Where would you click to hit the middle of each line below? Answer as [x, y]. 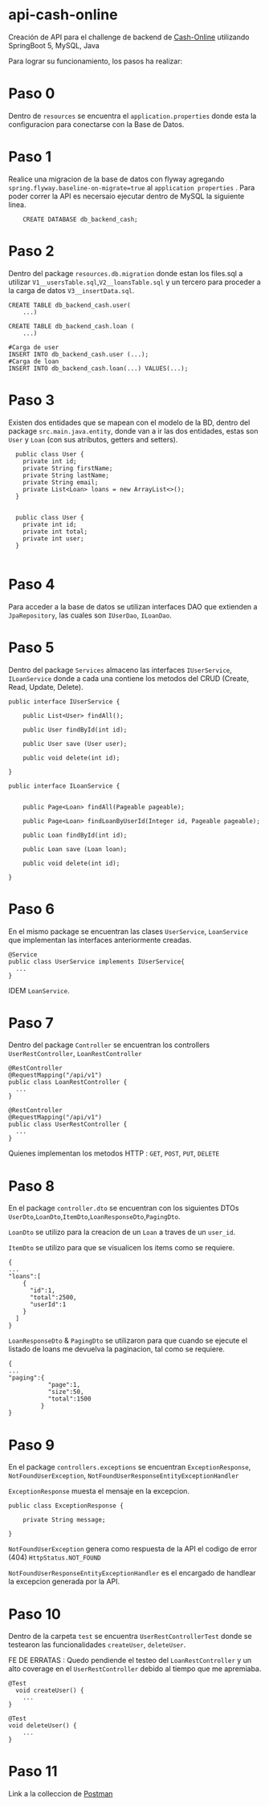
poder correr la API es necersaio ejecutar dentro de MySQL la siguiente [126, 196]
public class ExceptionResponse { [66, 1506]
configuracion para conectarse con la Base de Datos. [96, 124]
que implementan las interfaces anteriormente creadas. [100, 940]
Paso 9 [31, 1445]
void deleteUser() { [43, 1726]
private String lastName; [66, 475]
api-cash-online [63, 15]
